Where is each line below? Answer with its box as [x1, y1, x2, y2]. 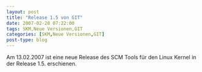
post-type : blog [6, 37, 47, 43]
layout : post [6, 8, 40, 15]
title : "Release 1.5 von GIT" [6, 15, 83, 21]
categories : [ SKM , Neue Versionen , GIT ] [6, 31, 105, 38]
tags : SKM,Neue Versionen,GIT [6, 25, 83, 32]
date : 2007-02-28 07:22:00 [6, 20, 75, 26]
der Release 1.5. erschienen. [6, 60, 77, 67]
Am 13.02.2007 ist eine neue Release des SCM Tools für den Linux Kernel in [6, 54, 197, 61]
